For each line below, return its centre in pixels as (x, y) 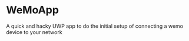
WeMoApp (32, 10)
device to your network (34, 32)
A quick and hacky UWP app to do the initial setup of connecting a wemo (95, 26)
